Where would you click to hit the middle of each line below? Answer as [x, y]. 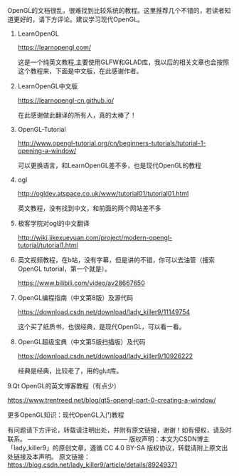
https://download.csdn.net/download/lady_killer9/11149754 [104, 312]
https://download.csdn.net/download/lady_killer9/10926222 [105, 356]
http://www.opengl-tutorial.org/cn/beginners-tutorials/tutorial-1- [112, 143]
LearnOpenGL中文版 [48, 86]
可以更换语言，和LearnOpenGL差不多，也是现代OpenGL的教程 [109, 165]
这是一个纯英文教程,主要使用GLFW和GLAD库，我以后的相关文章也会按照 [123, 62]
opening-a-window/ [47, 151]
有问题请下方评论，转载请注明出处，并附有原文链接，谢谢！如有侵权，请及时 [119, 430]
